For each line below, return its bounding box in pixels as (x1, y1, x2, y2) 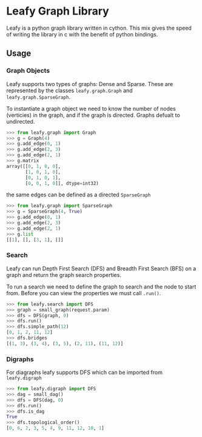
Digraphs (6, 355, 35, 363)
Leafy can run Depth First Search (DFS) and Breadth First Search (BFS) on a (6, 265, 197, 272)
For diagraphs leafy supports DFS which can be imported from (6, 369, 163, 376)
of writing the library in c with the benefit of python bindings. (6, 30, 158, 38)
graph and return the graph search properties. (6, 271, 121, 278)
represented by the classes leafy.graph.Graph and (6, 87, 133, 94)
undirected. (6, 118, 35, 125)
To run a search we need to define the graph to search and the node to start (6, 283, 197, 290)
